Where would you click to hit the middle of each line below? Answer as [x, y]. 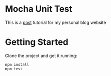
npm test [14, 69]
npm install [17, 64]
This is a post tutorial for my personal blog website [55, 22]
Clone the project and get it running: [41, 56]
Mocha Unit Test [39, 9]
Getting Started [37, 42]
